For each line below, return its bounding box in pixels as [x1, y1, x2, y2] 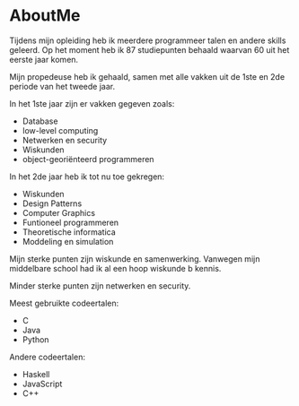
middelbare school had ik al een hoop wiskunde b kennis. [9, 263, 222, 273]
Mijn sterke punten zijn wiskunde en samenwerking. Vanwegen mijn [9, 253, 260, 264]
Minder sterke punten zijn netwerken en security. [9, 280, 191, 291]
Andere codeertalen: [9, 351, 85, 362]
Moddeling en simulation [22, 236, 114, 246]
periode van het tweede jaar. [9, 81, 115, 91]
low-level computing [22, 125, 99, 135]
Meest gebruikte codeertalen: [9, 298, 119, 308]
